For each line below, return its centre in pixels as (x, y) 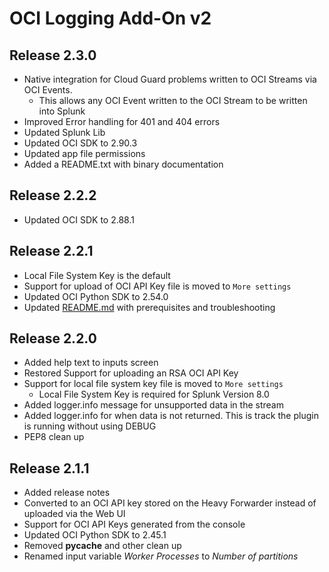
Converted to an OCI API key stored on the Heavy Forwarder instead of (170, 503)
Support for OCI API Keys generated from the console (134, 524)
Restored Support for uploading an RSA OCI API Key (131, 373)
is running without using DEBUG (90, 426)
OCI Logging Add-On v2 (110, 18)
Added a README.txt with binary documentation (123, 164)
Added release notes (67, 493)
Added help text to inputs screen (91, 363)
